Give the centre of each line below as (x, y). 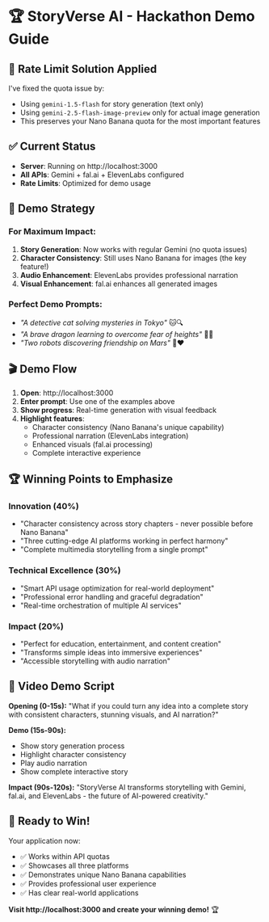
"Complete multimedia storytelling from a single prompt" (114, 549)
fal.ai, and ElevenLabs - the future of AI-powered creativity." (108, 796)
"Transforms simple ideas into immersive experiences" (111, 652)
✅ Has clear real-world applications (79, 893)
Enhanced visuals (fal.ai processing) (92, 444)
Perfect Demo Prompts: (55, 305)
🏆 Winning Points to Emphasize (91, 479)
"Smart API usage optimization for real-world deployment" (117, 588)
